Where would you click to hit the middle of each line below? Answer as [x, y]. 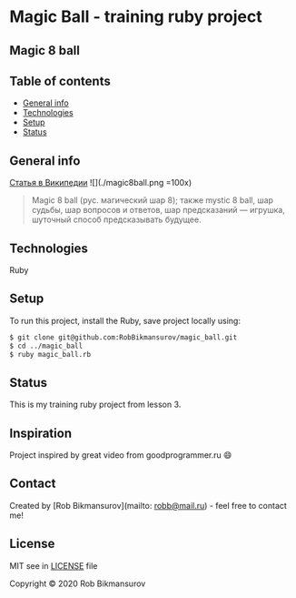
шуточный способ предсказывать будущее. [116, 219]
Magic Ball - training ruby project [136, 17]
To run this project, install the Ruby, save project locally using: [125, 320]
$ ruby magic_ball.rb [50, 354]
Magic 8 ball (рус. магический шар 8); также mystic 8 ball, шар [153, 200]
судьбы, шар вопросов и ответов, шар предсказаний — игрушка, [158, 210]
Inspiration [41, 433]
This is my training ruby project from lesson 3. [95, 405]
